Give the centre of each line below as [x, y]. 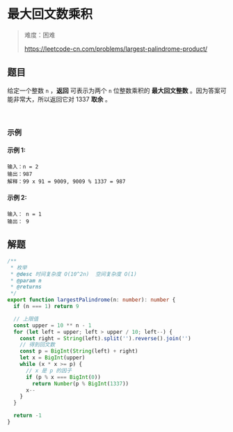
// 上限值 [26, 319]
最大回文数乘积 [50, 14]
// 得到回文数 [38, 345]
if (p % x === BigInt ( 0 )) [63, 377]
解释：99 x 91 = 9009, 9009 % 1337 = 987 [66, 182]
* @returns [26, 287]
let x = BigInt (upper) [53, 358]
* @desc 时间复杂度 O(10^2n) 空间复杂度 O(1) [73, 274]
